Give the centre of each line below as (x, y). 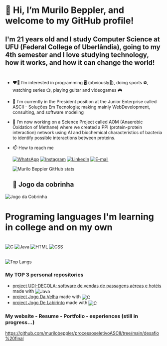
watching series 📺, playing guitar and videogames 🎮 (67, 90)
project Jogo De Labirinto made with (50, 303)
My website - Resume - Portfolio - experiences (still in (72, 316)
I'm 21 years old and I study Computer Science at (83, 39)
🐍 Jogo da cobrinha (43, 185)
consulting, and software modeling (48, 112)
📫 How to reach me (33, 148)
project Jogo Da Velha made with (47, 297)
